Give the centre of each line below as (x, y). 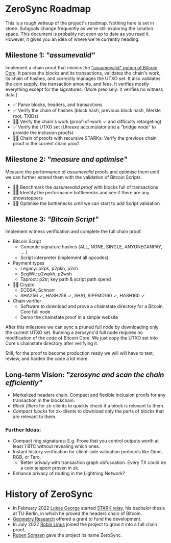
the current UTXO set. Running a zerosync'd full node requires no (74, 332)
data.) (11, 94)
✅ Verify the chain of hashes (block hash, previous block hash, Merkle (87, 110)
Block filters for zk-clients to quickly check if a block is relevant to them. (89, 406)
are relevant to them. (34, 417)
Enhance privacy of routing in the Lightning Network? (69, 473)
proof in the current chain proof (46, 143)
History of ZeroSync (49, 494)
